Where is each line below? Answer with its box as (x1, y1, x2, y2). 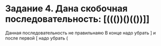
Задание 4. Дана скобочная (5, 3, 128, 14)
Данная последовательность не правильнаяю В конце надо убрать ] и (5, 30, 156, 36)
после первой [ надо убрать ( (5, 35, 68, 41)
